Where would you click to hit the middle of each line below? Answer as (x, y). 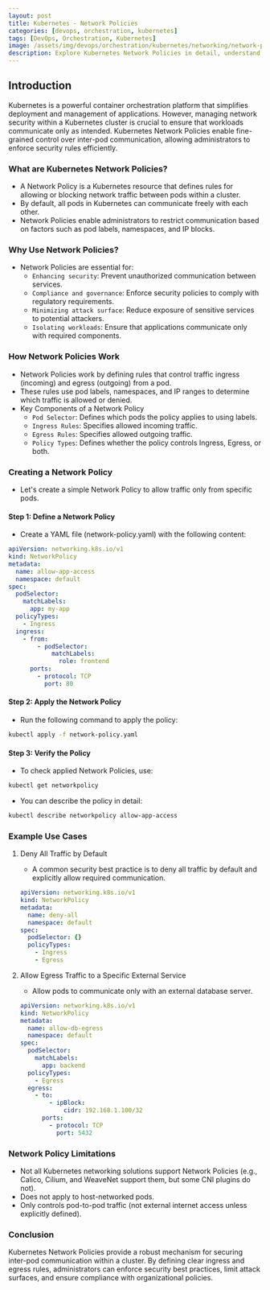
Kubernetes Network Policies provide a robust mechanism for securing (126, 1252)
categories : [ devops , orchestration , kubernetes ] (93, 31)
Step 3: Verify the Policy (49, 752)
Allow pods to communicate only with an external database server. (142, 991)
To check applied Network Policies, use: (86, 771)
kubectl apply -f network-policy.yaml (73, 735)
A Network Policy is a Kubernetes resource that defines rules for (127, 187)
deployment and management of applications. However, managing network (133, 113)
